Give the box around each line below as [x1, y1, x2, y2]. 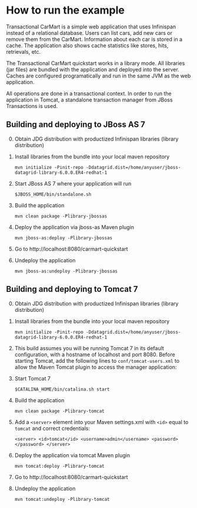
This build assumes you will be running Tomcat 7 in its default [14, 344, 165, 351]
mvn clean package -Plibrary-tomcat [14, 408, 105, 414]
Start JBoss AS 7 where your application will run [14, 180, 132, 187]
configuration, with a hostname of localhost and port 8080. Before [14, 351, 175, 358]
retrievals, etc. [6, 48, 41, 55]
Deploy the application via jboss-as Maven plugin [14, 223, 134, 230]
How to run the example [6, 4, 125, 17]
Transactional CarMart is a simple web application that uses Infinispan [6, 23, 176, 30]
